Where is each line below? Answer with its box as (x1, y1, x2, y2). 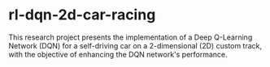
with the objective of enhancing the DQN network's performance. (8, 49, 228, 59)
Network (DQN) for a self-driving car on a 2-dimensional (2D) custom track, (8, 40, 263, 50)
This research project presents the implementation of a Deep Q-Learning (8, 32, 253, 42)
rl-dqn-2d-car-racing (8, 6, 156, 24)
